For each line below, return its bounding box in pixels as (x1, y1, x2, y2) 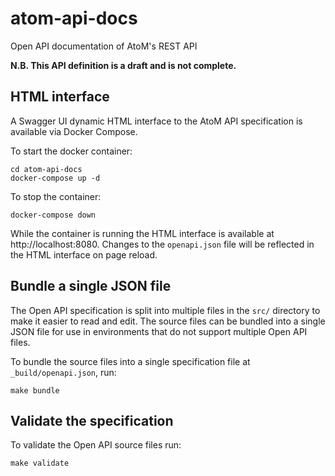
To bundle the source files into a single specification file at (10, 355, 251, 367)
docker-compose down (10, 210, 97, 220)
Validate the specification (10, 412, 174, 429)
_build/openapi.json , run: (10, 366, 117, 378)
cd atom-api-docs (10, 164, 83, 174)
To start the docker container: (10, 145, 133, 157)
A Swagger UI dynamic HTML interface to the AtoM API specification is (10, 115, 303, 127)
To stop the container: (10, 190, 102, 202)
